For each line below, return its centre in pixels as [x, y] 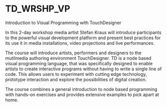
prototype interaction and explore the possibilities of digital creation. [76, 79]
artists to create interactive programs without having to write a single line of [83, 69]
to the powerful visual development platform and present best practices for [83, 38]
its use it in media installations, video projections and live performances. [80, 43]
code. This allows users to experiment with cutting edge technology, [76, 74]
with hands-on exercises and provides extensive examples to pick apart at [82, 94]
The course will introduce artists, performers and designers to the [73, 53]
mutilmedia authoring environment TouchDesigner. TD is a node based [78, 58]
